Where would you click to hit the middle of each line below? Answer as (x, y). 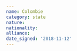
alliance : (18, 33)
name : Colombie (25, 11)
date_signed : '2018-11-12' (39, 39)
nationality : (22, 28)
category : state (26, 17)
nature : (16, 22)
